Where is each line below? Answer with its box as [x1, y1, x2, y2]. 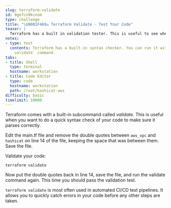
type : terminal [10, 64, 42, 69]
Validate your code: [5, 153, 46, 159]
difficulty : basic [5, 93, 44, 98]
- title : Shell [5, 60, 38, 65]
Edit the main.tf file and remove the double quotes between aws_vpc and [5, 132, 156, 138]
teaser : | [5, 27, 26, 32]
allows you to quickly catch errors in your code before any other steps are [5, 192, 160, 199]
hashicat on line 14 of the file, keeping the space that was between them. [5, 138, 159, 144]
